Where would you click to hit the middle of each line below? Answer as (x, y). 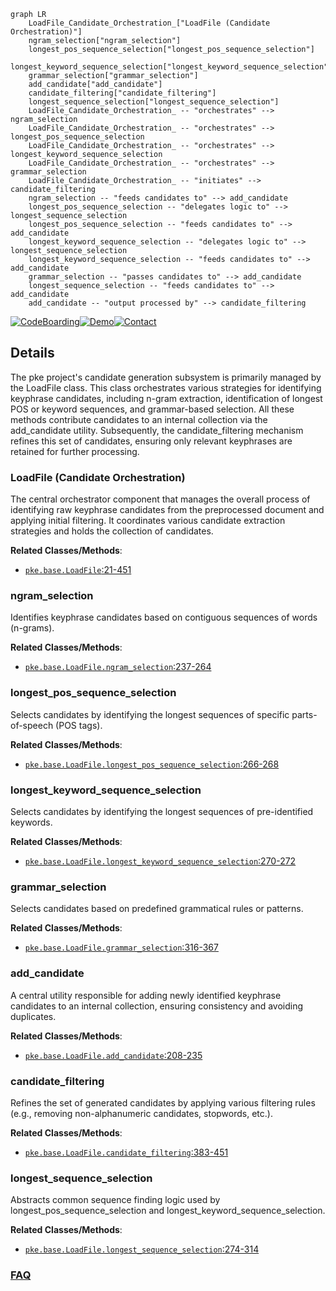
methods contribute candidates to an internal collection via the (139, 419)
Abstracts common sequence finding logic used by (115, 1200)
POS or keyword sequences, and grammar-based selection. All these (152, 409)
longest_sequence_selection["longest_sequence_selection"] (154, 102)
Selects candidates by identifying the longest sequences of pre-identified (162, 811)
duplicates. (33, 1016)
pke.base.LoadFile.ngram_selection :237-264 (118, 667)
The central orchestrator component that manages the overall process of (160, 499)
